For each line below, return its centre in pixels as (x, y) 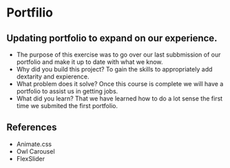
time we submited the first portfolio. (67, 106)
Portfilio (30, 13)
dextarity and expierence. (53, 76)
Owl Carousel (36, 151)
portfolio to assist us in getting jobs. (67, 91)
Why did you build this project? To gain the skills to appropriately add (114, 69)
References (32, 128)
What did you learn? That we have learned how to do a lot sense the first (119, 98)
